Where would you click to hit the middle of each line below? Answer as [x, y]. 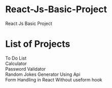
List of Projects [38, 44]
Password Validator [25, 69]
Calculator [16, 63]
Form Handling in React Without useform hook [54, 79]
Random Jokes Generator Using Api [43, 74]
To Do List [16, 58]
